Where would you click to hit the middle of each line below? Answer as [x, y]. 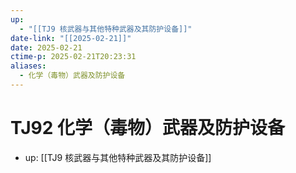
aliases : [28, 66]
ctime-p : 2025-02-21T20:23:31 [73, 57]
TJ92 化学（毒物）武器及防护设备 [147, 128]
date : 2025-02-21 [46, 47]
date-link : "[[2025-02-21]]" [71, 38]
